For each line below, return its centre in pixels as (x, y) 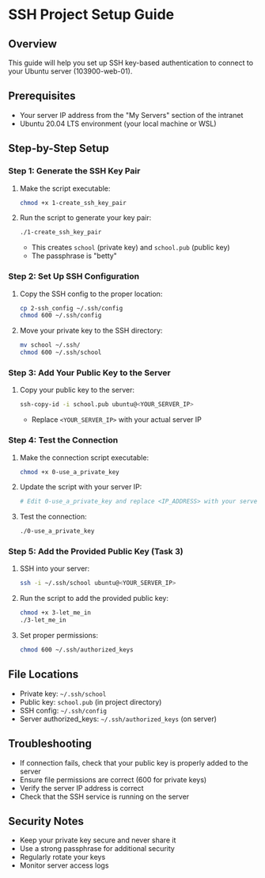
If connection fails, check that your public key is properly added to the (134, 762)
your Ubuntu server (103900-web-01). (70, 71)
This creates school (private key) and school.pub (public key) (131, 248)
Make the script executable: (65, 188)
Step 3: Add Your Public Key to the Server (90, 372)
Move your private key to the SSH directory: (91, 331)
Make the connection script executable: (84, 458)
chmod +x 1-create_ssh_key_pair (73, 203)
